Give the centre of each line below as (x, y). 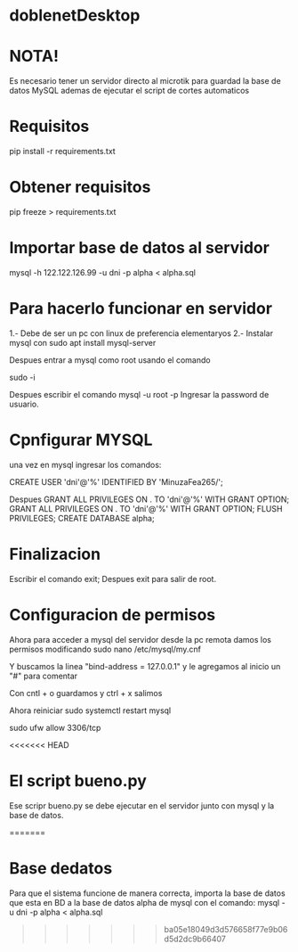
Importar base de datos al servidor (139, 248)
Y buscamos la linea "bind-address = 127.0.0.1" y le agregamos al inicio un (145, 666)
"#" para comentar (44, 676)
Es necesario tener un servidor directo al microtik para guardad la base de (145, 81)
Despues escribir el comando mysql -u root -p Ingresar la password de (139, 394)
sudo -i (22, 377)
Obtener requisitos (80, 187)
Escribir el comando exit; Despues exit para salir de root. (113, 579)
